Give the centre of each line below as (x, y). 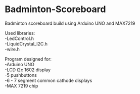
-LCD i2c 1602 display (28, 70)
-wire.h (12, 49)
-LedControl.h (19, 38)
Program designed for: (28, 59)
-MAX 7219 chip (21, 86)
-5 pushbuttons (21, 75)
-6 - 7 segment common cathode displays (49, 80)
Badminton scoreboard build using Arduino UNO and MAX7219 (70, 23)
